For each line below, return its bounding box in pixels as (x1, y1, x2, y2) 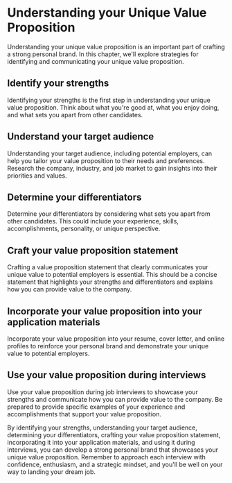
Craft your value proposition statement (7, 244, 179, 256)
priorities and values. (7, 171, 67, 180)
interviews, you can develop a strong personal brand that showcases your (7, 446, 219, 454)
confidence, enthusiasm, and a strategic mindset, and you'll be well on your (7, 460, 223, 468)
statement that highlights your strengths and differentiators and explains (7, 278, 213, 286)
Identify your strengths (7, 78, 109, 90)
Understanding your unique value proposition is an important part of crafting (7, 42, 225, 51)
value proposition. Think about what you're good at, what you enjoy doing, (7, 103, 220, 112)
